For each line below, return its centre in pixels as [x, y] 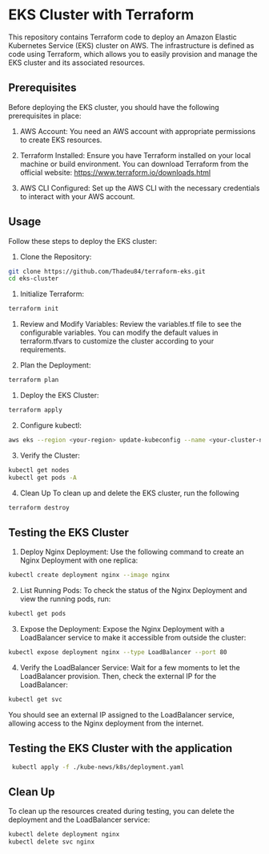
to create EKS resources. [61, 140]
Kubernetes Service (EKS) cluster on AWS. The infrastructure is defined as [131, 45]
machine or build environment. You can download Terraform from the [134, 164]
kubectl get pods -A [43, 478]
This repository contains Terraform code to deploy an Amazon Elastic [123, 37]
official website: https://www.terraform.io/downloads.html [115, 172]
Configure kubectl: [50, 425]
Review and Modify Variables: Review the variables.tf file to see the [130, 324]
